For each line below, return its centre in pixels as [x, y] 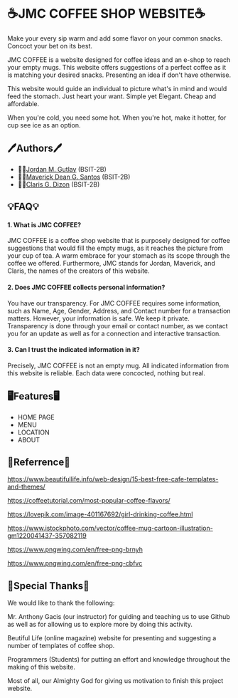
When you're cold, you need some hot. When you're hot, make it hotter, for [117, 118]
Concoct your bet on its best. [50, 46]
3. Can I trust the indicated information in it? [74, 350]
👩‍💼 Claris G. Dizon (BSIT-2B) [59, 184]
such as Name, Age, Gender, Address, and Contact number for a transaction [119, 311]
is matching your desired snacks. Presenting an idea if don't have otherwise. [119, 75]
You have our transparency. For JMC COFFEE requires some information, [114, 303]
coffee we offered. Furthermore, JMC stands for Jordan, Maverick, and [111, 264]
